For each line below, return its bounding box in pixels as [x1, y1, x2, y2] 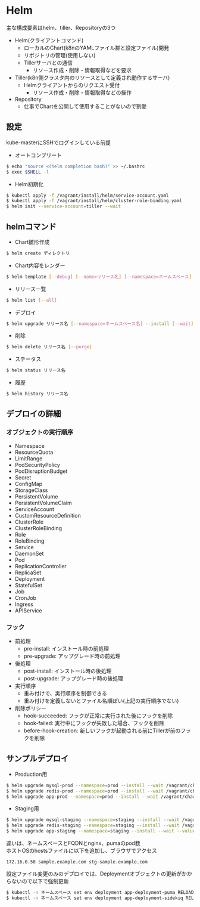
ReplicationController [14, 562, 67, 569]
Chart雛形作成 [14, 238, 50, 245]
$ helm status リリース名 [6, 367, 66, 373]
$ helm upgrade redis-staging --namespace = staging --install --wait [6, 822, 180, 829]
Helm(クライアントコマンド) [14, 36, 84, 44]
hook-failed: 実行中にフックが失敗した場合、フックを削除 [23, 720, 165, 727]
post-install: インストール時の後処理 [23, 667, 112, 674]
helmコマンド [6, 221, 57, 231]
